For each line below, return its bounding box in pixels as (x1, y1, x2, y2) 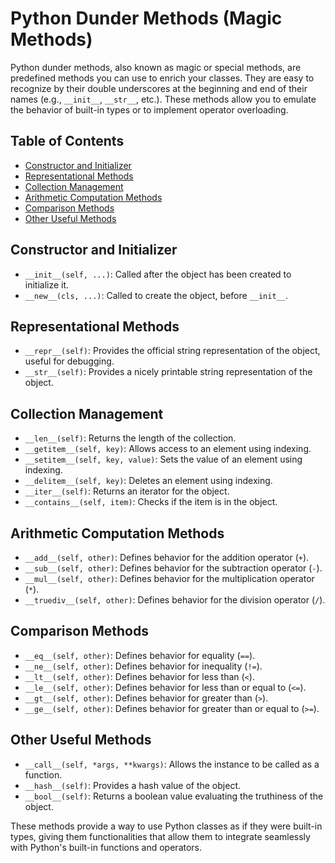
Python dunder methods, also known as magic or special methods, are (10, 61, 302, 73)
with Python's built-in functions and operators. (10, 841, 203, 853)
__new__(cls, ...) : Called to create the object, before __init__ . (24, 289, 288, 301)
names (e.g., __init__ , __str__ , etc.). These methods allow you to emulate (10, 93, 317, 105)
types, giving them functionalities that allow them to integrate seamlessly (10, 830, 311, 842)
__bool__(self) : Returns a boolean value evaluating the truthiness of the (24, 790, 324, 802)
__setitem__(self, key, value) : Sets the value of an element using (24, 453, 303, 466)
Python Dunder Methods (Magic (10, 7, 283, 30)
